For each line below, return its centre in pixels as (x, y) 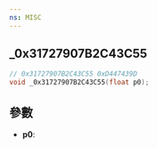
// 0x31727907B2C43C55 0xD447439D (74, 74)
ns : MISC (25, 17)
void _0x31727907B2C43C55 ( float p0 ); (79, 82)
